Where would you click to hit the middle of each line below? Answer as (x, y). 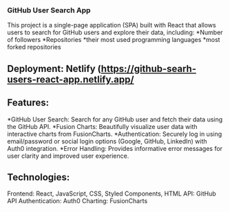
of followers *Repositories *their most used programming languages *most (114, 40)
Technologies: (39, 177)
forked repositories (34, 47)
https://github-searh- (148, 68)
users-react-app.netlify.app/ (71, 79)
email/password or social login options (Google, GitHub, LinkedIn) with (107, 141)
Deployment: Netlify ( (54, 68)
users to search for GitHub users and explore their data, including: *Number (115, 32)
